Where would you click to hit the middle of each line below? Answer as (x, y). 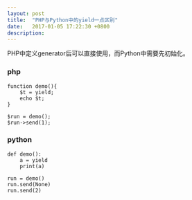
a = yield (34, 160)
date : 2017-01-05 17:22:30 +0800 (59, 26)
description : (26, 33)
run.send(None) (29, 184)
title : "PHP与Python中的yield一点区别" (63, 20)
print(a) (32, 166)
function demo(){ (32, 86)
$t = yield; (37, 92)
